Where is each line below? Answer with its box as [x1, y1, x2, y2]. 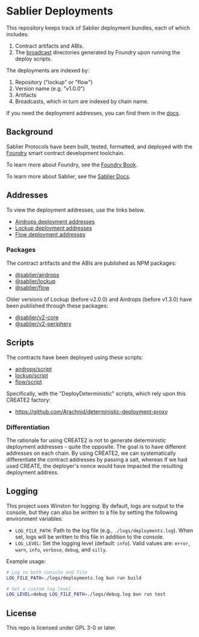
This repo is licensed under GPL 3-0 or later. [6, 624, 116, 632]
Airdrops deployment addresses [14, 218, 95, 225]
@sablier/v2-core [14, 314, 59, 321]
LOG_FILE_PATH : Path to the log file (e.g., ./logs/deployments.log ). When [14, 527, 194, 534]
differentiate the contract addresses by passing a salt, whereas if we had [6, 455, 188, 463]
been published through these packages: [6, 302, 109, 309]
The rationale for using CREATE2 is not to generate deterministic [6, 436, 166, 444]
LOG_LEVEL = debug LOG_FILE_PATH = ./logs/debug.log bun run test [6, 591, 166, 598]
